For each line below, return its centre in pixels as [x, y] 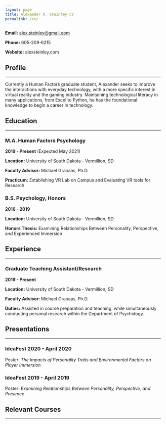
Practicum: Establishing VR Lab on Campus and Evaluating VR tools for [78, 180]
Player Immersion [23, 365]
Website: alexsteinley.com [32, 52]
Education [21, 121]
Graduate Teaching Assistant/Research [54, 269]
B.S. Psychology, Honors [36, 198]
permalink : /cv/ [22, 19]
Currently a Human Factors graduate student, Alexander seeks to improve [80, 84]
